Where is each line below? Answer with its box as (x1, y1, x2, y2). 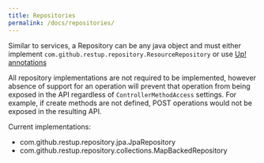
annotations (8, 57, 47, 67)
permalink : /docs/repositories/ (8, 19, 115, 27)
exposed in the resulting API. (8, 106, 102, 116)
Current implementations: (8, 122, 92, 131)
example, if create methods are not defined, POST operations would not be (8, 98, 253, 108)
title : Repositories (8, 11, 77, 20)
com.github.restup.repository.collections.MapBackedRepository (19, 146, 228, 155)
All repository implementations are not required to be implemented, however (8, 73, 257, 82)
